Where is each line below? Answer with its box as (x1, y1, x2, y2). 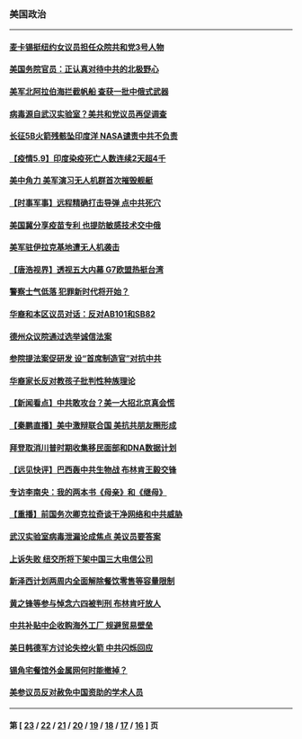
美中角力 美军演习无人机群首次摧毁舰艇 (9, 175, 154, 186)
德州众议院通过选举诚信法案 (9, 331, 112, 342)
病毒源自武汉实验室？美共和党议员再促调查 (9, 108, 167, 119)
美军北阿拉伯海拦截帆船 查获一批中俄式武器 (9, 86, 169, 97)
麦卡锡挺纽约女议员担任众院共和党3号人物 (9, 41, 164, 52)
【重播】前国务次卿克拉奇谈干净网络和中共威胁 (9, 509, 182, 520)
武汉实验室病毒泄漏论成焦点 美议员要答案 (9, 530, 162, 541)
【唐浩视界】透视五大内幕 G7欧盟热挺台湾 (9, 263, 164, 275)
